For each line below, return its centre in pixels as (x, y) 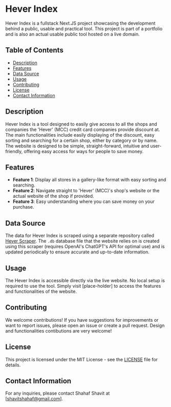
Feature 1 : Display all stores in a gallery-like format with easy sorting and (89, 180)
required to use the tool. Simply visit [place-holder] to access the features (83, 286)
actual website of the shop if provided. (53, 196)
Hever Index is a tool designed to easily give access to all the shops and (81, 124)
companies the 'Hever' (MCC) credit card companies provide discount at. (83, 129)
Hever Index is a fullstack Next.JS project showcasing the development (80, 23)
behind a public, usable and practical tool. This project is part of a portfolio (84, 28)
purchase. (23, 207)
